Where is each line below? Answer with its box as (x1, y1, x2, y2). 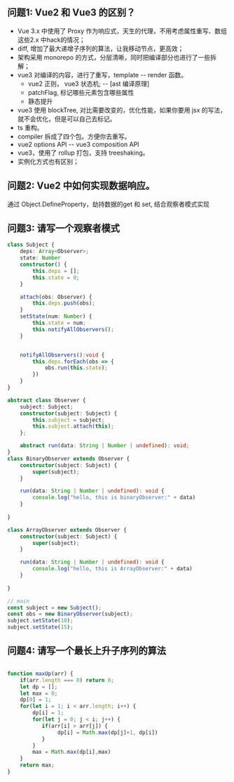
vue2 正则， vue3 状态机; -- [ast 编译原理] (27, 79, 150, 88)
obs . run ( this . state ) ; (44, 364, 109, 371)
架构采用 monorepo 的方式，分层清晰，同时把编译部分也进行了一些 (17, 53, 211, 61)
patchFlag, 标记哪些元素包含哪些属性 (27, 88, 135, 96)
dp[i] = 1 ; (32, 710, 64, 717)
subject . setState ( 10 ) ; (7, 617, 74, 624)
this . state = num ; (32, 319, 86, 327)
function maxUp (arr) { (7, 670, 74, 677)
